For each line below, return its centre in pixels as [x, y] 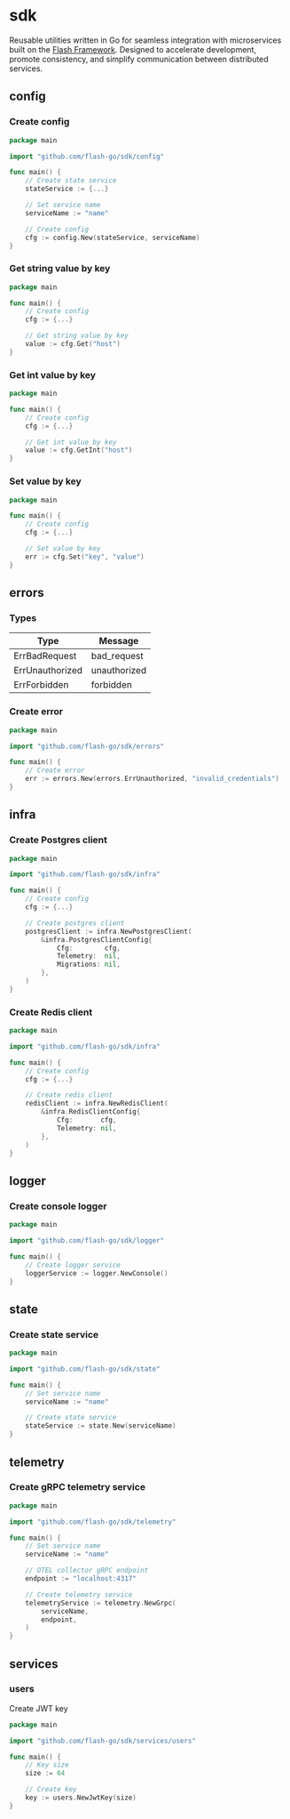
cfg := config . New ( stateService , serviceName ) [113, 237]
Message [119, 641]
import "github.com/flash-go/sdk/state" [85, 1369]
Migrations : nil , [89, 965]
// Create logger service [73, 1265]
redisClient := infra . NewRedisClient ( [97, 1104]
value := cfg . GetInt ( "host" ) [79, 450]
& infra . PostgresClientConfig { [97, 939]
